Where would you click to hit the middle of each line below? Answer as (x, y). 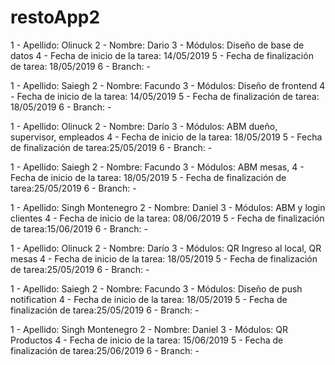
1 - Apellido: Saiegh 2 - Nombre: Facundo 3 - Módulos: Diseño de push (156, 288)
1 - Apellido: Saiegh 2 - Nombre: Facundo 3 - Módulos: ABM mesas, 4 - (157, 167)
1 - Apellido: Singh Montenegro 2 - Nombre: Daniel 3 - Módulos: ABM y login (168, 207)
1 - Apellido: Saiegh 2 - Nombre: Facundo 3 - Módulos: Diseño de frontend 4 (168, 85)
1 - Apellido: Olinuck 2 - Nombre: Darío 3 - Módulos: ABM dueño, (144, 126)
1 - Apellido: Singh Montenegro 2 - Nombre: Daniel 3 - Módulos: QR (149, 329)
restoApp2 (55, 17)
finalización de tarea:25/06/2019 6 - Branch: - (105, 350)
